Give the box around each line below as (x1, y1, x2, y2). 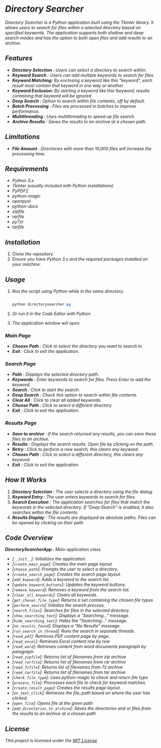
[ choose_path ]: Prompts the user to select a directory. (12, 566, 119, 572)
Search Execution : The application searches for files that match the (12, 499, 150, 505)
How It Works (5, 476, 47, 484)
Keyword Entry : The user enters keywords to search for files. (12, 494, 136, 499)
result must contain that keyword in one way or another (12, 83, 124, 88)
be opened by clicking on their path (12, 519, 83, 525)
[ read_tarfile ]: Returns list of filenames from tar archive (12, 669, 126, 675)
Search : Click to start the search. (12, 387, 80, 393)
